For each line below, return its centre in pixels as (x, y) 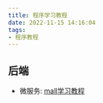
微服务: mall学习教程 (52, 91)
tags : (17, 30)
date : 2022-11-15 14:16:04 (52, 23)
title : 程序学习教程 (38, 15)
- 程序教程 (23, 37)
